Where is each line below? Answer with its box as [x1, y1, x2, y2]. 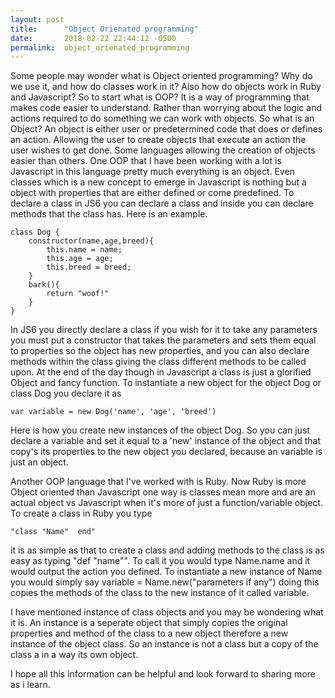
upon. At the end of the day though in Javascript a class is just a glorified [10, 366, 312, 378]
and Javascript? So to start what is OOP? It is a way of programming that [10, 91, 310, 103]
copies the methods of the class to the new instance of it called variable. [10, 587, 310, 599]
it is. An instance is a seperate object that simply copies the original [10, 617, 288, 629]
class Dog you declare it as [10, 387, 122, 400]
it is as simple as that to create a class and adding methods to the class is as [10, 544, 325, 556]
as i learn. [10, 679, 51, 691]
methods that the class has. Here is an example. [10, 208, 208, 220]
